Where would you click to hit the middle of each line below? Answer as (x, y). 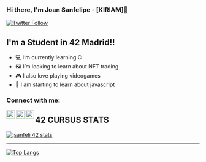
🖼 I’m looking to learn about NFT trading (67, 67)
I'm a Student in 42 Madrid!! (61, 42)
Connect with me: (33, 100)
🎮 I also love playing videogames (58, 76)
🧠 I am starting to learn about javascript (65, 84)
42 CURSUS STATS (72, 120)
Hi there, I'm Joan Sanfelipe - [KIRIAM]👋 (67, 10)
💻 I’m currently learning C (48, 57)
